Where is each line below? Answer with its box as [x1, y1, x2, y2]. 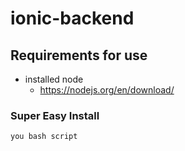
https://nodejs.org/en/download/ [39, 84, 175, 96]
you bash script [10, 132, 78, 142]
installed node [24, 73, 84, 85]
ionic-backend [10, 7, 135, 30]
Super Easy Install [10, 108, 100, 122]
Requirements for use [10, 47, 148, 64]
